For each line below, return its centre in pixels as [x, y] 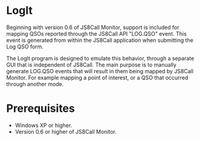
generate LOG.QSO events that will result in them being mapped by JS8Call [100, 71]
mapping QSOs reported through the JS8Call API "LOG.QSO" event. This [97, 33]
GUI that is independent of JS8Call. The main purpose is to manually [92, 65]
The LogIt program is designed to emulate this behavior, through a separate [100, 58]
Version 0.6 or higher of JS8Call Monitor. [66, 131]
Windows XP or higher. [44, 125]
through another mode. [35, 84]
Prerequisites [41, 109]
